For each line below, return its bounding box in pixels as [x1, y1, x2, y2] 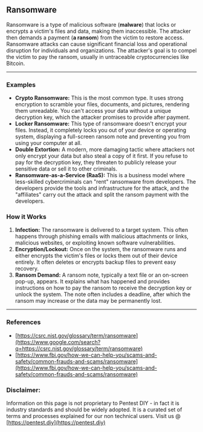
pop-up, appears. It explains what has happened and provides [14, 278, 170, 285]
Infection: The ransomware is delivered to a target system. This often [14, 226, 188, 234]
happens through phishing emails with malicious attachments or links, [14, 233, 189, 240]
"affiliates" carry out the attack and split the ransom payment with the [14, 191, 189, 198]
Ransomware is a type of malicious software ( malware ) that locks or [6, 21, 176, 28]
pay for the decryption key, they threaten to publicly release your [14, 159, 177, 166]
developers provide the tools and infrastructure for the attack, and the [14, 184, 189, 192]
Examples [6, 80, 36, 89]
